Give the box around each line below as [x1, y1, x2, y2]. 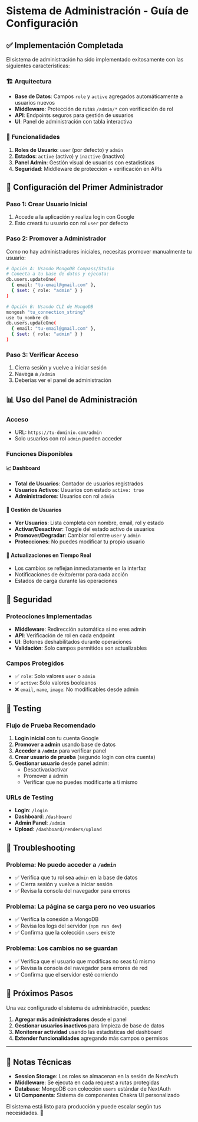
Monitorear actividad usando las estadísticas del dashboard [14, 1028, 162, 1035]
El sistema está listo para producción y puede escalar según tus [6, 1103, 161, 1110]
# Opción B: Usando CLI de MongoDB [6, 303, 94, 310]
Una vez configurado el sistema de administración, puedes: [6, 1004, 150, 1011]
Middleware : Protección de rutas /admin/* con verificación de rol [14, 105, 174, 113]
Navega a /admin [14, 371, 55, 378]
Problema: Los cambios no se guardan [6, 944, 118, 952]
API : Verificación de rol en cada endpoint [14, 632, 115, 639]
